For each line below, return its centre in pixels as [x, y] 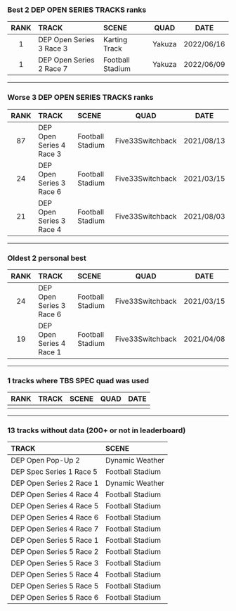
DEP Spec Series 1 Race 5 [54, 472]
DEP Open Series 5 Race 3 [55, 563]
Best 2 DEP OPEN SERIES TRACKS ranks [77, 10]
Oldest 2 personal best [47, 258]
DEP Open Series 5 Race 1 [55, 541]
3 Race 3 [53, 49]
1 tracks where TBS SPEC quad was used [78, 380]
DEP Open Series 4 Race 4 [55, 495]
